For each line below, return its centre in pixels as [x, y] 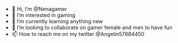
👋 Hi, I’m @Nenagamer [39, 9]
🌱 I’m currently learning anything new [57, 21]
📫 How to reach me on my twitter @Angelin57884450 [78, 34]
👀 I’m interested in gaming [43, 15]
